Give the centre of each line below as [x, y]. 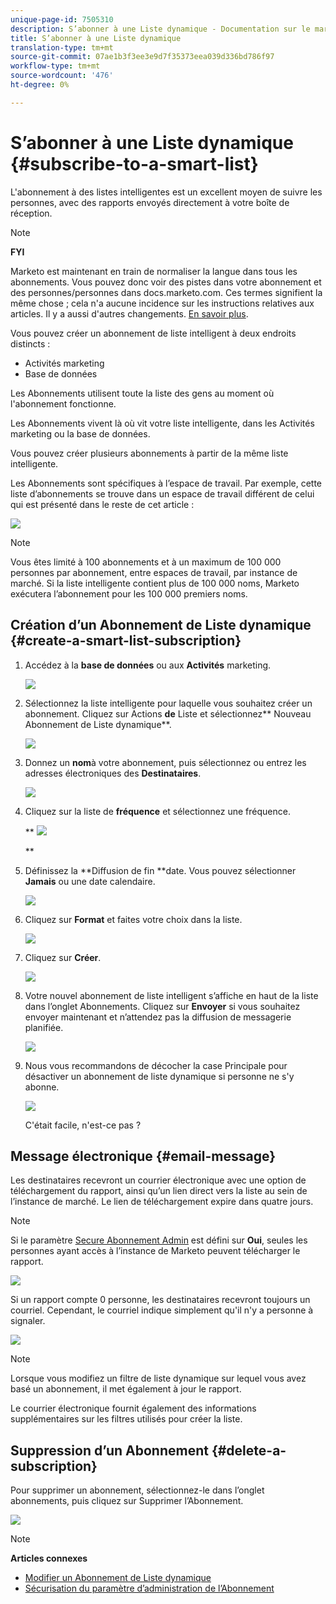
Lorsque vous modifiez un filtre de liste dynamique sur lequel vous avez [158, 1378]
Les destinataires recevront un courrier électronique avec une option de [158, 1180]
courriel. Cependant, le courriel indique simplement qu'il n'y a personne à [162, 1310]
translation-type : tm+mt [62, 47]
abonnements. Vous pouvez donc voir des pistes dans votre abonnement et [166, 282]
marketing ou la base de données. [80, 433]
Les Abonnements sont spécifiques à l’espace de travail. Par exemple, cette [166, 483]
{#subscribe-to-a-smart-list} [134, 163]
